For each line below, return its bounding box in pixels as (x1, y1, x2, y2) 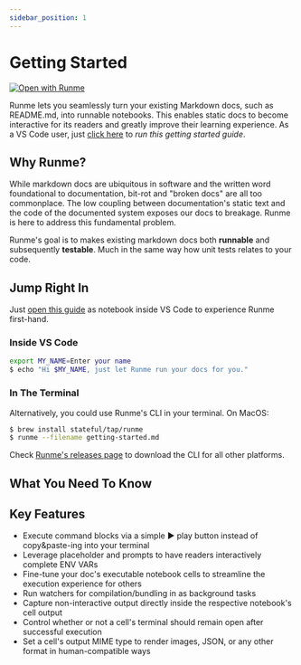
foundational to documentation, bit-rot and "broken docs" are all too (9, 188, 263, 199)
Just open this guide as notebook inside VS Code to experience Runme (9, 304, 275, 315)
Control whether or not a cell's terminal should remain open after (22, 617, 264, 628)
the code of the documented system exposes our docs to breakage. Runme (9, 207, 291, 218)
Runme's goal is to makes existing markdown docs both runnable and (9, 234, 270, 245)
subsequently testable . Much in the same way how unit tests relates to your (9, 244, 292, 255)
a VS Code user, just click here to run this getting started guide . (9, 128, 246, 139)
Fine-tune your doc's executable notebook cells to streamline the (22, 569, 266, 580)
